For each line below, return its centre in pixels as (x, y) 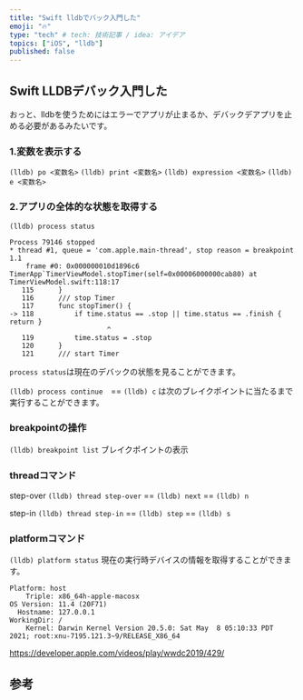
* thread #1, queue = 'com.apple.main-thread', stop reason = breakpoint (152, 250)
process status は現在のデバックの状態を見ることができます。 (125, 371)
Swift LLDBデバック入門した (88, 90)
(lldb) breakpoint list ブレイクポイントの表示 (99, 449)
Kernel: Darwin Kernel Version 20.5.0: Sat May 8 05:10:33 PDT (150, 628)
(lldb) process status (52, 226)
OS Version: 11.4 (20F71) (58, 605)
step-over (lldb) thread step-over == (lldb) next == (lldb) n (129, 495)
